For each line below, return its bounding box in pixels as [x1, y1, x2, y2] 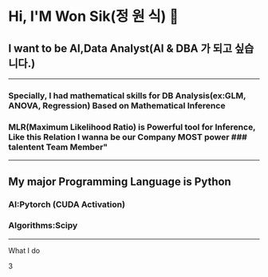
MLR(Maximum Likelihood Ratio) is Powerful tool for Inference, [8, 121, 256, 133]
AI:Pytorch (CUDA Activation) [8, 199, 126, 210]
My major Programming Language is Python [8, 175, 231, 188]
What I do [8, 245, 41, 255]
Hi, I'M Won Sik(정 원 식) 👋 [8, 7, 179, 26]
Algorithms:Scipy [8, 220, 78, 231]
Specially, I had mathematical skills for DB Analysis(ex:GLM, [8, 89, 246, 101]
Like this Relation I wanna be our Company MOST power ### [8, 131, 247, 142]
